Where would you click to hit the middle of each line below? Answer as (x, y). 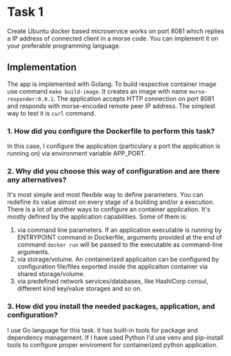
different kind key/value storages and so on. (80, 289)
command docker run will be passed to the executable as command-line (120, 244)
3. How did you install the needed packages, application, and (111, 306)
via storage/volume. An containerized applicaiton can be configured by (118, 260)
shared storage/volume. (51, 274)
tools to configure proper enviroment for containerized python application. (113, 344)
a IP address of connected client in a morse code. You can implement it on (113, 38)
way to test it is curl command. (52, 113)
